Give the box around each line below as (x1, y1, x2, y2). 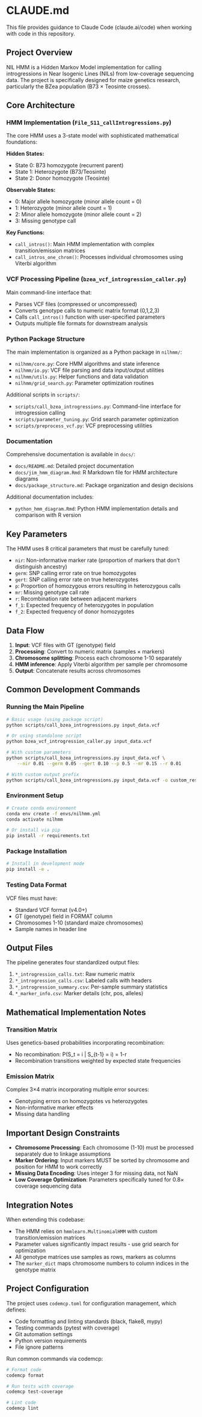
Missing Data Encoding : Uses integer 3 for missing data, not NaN (14, 1170, 179, 1177)
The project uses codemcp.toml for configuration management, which (6, 1299, 177, 1307)
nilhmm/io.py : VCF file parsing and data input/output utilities (14, 366, 164, 374)
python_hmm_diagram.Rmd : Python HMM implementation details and (14, 505, 179, 512)
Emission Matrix (6, 1072, 55, 1080)
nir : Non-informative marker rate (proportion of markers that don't (14, 556, 180, 564)
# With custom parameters (6, 750, 71, 756)
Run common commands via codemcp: (6, 1355, 103, 1362)
